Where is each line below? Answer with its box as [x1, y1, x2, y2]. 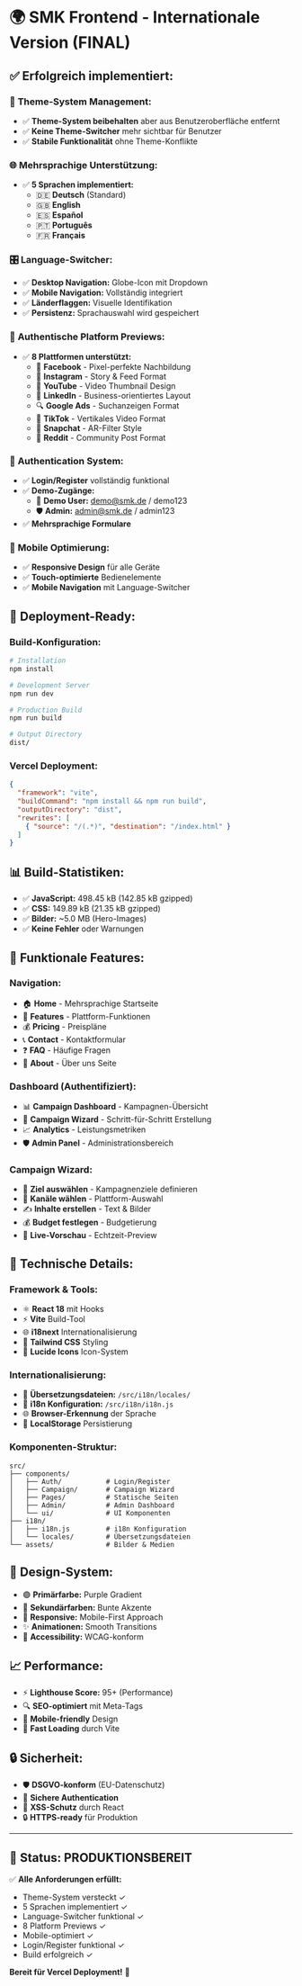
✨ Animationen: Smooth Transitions [22, 1621, 157, 1631]
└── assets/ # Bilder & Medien [9, 1540, 175, 1549]
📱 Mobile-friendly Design [22, 1713, 119, 1724]
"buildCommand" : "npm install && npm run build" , [17, 797, 207, 806]
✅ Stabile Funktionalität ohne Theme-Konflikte [22, 136, 198, 147]
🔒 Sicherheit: [9, 1750, 84, 1766]
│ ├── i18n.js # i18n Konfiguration [9, 1524, 187, 1533]
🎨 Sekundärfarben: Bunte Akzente [22, 1602, 152, 1613]
